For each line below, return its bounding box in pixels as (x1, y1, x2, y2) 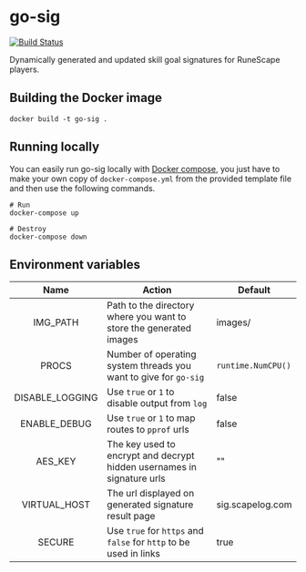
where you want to (107, 311, 187, 323)
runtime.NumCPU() (216, 361, 291, 371)
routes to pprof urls (107, 424, 189, 436)
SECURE (37, 536, 75, 548)
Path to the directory (107, 299, 195, 312)
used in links (107, 547, 161, 560)
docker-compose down (9, 232, 88, 241)
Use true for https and (107, 525, 204, 537)
